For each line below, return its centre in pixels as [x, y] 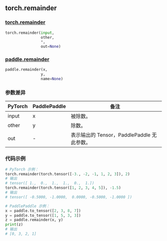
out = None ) [51, 47]
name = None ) [52, 79]
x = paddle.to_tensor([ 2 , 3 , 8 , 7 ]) [43, 211]
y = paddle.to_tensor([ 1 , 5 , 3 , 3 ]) [43, 215]
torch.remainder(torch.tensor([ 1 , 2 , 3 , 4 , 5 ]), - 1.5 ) [63, 188]
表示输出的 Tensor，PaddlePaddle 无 [114, 135]
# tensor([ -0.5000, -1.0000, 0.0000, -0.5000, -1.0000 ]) [69, 197]
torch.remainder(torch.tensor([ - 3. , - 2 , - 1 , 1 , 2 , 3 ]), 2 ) [68, 174]
